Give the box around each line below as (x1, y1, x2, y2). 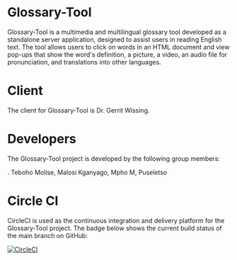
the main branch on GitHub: (7, 231, 88, 239)
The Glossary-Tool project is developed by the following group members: (7, 154, 221, 163)
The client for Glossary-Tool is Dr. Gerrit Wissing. (7, 106, 150, 114)
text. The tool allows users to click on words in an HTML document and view (7, 43, 230, 51)
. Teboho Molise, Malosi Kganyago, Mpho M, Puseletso (7, 168, 168, 176)
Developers (7, 131, 76, 147)
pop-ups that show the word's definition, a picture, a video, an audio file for (7, 50, 228, 59)
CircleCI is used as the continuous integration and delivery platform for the (7, 216, 225, 225)
